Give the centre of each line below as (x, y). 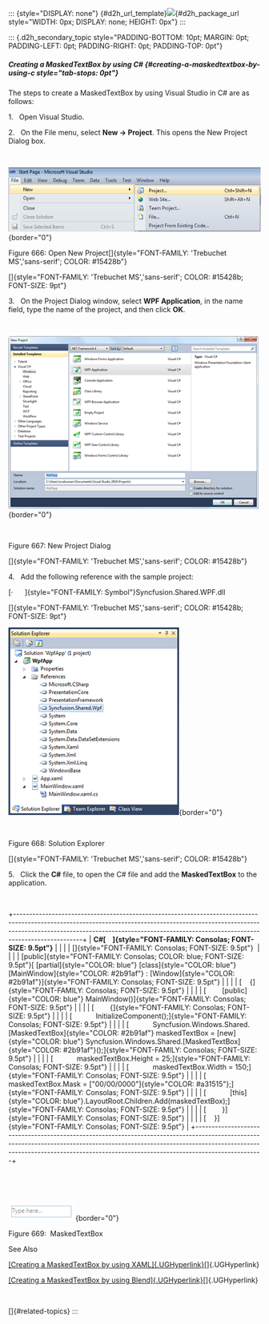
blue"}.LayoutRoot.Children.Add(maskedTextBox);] (147, 1101)
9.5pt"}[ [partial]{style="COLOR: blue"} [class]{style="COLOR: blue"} (122, 965)
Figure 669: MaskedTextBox (56, 1234)
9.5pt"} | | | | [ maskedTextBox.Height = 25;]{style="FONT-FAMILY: (129, 1058)
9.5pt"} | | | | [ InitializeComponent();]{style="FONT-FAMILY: (137, 1016)
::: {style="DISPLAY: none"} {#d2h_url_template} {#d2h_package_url (124, 13)
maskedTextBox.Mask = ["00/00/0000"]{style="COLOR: (101, 1084)
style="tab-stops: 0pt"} (78, 73)
